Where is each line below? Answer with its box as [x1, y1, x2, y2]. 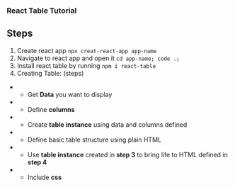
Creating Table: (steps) [16, 69, 84, 77]
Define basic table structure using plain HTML [27, 135, 162, 144]
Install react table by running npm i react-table [16, 61, 156, 69]
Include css [27, 173, 62, 181]
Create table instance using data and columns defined [27, 120, 188, 129]
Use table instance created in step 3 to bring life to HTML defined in [27, 150, 228, 159]
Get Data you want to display [27, 90, 113, 98]
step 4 [27, 158, 47, 166]
